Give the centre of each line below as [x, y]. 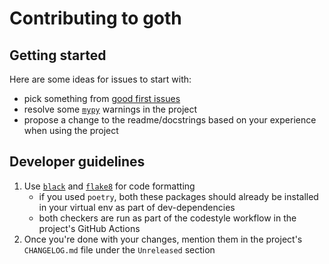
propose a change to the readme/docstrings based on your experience [170, 120]
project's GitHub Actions [89, 228]
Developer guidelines [77, 162]
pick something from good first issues [102, 98]
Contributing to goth [95, 18]
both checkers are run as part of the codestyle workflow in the [167, 218]
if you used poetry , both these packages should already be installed [178, 196]
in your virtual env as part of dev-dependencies [137, 207]
